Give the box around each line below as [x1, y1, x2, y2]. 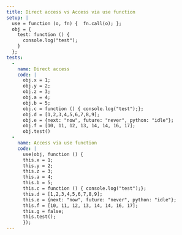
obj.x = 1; [22, 77, 51, 83]
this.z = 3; [22, 168, 53, 174]
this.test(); [22, 214, 56, 220]
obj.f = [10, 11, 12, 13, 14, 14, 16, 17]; [22, 123, 136, 129]
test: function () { [17, 32, 70, 38]
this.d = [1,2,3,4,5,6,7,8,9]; [22, 191, 103, 197]
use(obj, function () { [22, 151, 84, 157]
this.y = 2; [22, 163, 53, 169]
